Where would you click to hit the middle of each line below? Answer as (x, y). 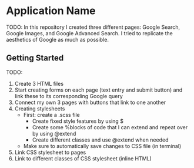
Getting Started (35, 58)
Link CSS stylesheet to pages (50, 152)
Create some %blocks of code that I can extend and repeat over (110, 127)
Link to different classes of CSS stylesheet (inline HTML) (83, 158)
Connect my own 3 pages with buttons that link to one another (90, 102)
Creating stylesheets (40, 108)
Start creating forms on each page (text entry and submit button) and (98, 90)
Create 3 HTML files (39, 83)
